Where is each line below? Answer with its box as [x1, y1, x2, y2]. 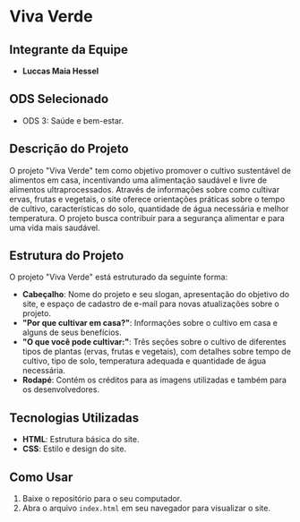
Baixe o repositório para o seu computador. [21, 493, 183, 504]
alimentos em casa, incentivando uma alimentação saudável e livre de [9, 175, 267, 185]
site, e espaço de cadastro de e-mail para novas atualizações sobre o [21, 298, 280, 310]
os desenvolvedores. [21, 384, 100, 395]
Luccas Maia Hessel [21, 65, 99, 76]
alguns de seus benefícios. [21, 327, 123, 338]
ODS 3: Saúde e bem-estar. [21, 115, 124, 126]
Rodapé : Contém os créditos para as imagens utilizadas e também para [21, 374, 287, 386]
